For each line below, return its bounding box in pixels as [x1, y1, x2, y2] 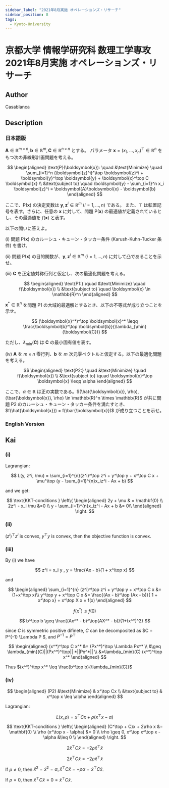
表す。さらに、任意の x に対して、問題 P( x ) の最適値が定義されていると [14, 208, 162, 215]
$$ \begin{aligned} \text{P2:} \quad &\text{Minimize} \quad [23, 367, 146, 374]
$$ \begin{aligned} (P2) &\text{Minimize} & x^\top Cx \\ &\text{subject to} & [7, 688, 163, 694]
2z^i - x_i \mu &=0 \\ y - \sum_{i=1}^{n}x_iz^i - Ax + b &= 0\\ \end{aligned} [8, 503, 162, 509]
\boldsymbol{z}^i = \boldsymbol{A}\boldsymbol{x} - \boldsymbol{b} [13, 186, 156, 192]
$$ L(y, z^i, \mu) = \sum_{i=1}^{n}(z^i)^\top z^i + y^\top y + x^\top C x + [11, 472, 159, 478]
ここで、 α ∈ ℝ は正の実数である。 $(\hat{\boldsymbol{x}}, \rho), [5, 388, 139, 395]
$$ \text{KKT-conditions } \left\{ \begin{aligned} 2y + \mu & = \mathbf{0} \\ [7, 497, 163, 503]
